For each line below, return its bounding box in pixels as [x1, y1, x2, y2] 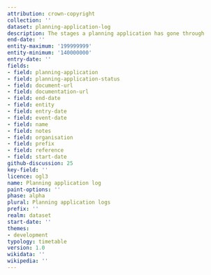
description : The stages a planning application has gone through [7, 29, 205, 37]
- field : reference [7, 147, 64, 154]
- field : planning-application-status [7, 75, 120, 83]
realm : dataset [7, 212, 52, 219]
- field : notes [7, 127, 52, 134]
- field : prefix [7, 141, 54, 148]
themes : [7, 225, 30, 232]
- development [7, 232, 49, 239]
